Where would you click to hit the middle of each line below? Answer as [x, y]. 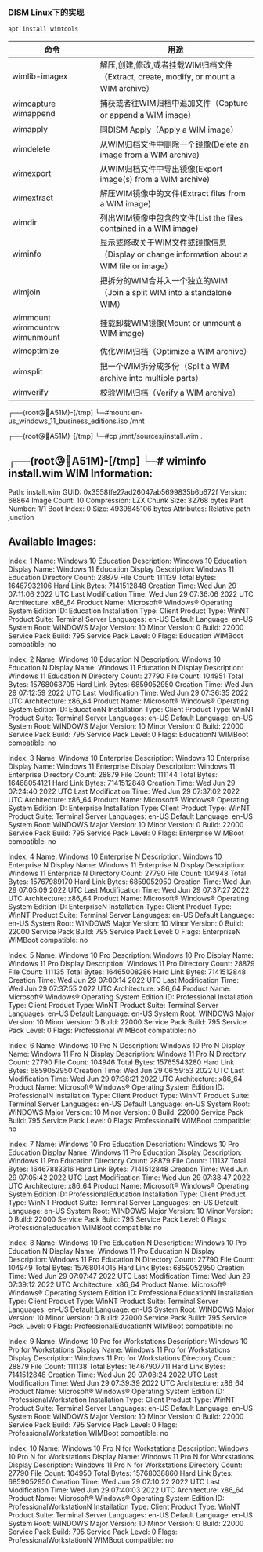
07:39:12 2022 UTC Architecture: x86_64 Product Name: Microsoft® [117, 1284]
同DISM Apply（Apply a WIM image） [169, 130]
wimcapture [34, 104]
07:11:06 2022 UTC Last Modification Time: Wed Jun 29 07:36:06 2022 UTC [131, 593]
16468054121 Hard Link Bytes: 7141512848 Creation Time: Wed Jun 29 [122, 783]
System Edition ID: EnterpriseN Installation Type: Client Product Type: [120, 906]
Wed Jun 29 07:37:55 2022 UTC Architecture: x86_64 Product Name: [120, 988]
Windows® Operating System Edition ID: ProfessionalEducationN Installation [131, 1292]
